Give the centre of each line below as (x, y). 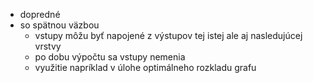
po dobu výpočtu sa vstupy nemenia (110, 57)
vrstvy (48, 46)
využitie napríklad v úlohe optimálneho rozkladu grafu (145, 67)
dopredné (40, 14)
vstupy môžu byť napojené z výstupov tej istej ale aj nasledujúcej (168, 35)
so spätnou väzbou (59, 25)
